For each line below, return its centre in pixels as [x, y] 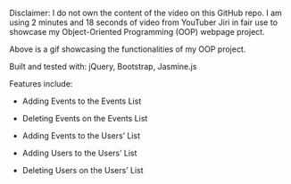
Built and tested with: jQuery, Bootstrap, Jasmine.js [103, 67]
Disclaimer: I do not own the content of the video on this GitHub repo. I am [146, 13]
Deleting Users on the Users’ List [83, 170]
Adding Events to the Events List [82, 101]
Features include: [41, 84]
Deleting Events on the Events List [85, 118]
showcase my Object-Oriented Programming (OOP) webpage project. [137, 32]
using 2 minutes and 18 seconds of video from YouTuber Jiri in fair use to [144, 22]
